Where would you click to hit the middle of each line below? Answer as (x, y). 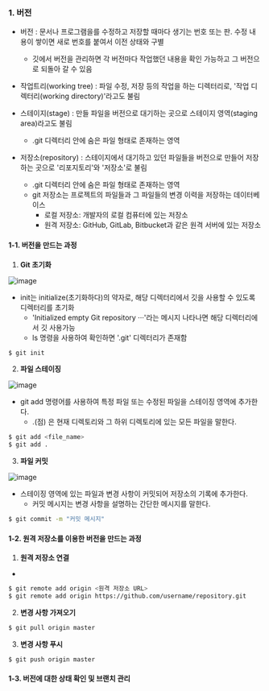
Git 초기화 (36, 264)
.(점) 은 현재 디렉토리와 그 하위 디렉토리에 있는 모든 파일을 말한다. (134, 422)
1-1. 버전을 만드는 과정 (43, 245)
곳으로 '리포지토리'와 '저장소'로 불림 (91, 168)
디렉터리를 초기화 (47, 307)
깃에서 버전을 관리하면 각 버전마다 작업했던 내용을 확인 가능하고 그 (135, 59)
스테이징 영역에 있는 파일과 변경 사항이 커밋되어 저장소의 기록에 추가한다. (134, 494)
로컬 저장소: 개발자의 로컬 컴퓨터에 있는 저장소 (116, 215)
